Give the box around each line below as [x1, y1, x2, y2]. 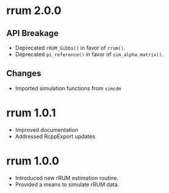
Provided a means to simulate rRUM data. [15, 181, 120, 188]
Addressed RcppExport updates [15, 133, 95, 140]
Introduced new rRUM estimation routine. [15, 174, 119, 181]
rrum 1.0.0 [6, 154, 60, 168]
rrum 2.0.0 [6, 4, 62, 18]
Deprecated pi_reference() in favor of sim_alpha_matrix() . [15, 51, 164, 58]
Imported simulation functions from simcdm [15, 84, 122, 92]
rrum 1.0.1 [6, 106, 57, 120]
